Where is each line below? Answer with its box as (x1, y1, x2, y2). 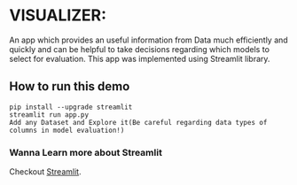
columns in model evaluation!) (9, 126, 125, 135)
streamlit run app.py (9, 110, 90, 119)
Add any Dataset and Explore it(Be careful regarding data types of (9, 118, 268, 127)
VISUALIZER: (9, 5, 106, 26)
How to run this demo (9, 79, 130, 94)
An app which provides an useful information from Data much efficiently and (9, 35, 288, 45)
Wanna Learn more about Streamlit (9, 146, 162, 158)
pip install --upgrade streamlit (9, 103, 133, 112)
